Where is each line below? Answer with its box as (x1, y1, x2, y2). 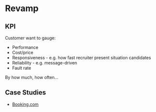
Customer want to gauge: (5, 35, 56, 41)
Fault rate (12, 65, 31, 71)
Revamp (5, 3, 39, 14)
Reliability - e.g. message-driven (12, 60, 78, 65)
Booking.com (12, 101, 39, 107)
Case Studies (5, 88, 46, 97)
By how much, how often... (5, 75, 59, 80)
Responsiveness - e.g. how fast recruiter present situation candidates (12, 55, 151, 61)
